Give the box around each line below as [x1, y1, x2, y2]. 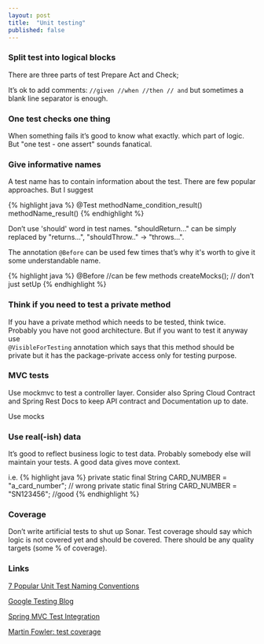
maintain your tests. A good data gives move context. [8, 458, 181, 467]
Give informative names [8, 159, 101, 170]
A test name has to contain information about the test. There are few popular [8, 177, 256, 186]
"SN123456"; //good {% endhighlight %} [8, 489, 140, 499]
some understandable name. [8, 256, 101, 266]
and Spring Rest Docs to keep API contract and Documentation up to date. [8, 396, 249, 406]
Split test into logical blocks [8, 52, 116, 63]
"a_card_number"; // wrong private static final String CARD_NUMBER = [8, 481, 237, 491]
